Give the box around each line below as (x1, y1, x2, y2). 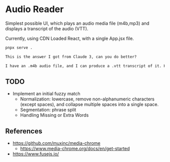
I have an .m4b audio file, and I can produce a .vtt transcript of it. (5, 63, 162, 69)
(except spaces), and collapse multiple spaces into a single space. (20, 101, 159, 107)
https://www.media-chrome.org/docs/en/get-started (20, 145, 130, 152)
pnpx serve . (5, 45, 33, 50)
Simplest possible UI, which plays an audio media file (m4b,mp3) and (5, 20, 150, 26)
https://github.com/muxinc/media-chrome (12, 140, 101, 146)
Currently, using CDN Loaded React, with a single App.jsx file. (5, 35, 134, 41)
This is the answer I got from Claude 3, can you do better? (5, 54, 137, 59)
